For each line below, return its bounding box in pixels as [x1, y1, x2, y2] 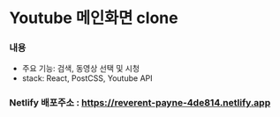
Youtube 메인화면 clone [9, 8, 178, 28]
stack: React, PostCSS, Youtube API [21, 73, 153, 84]
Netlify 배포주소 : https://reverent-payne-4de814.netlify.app [9, 97, 271, 109]
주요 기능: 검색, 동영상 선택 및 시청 [21, 63, 140, 74]
